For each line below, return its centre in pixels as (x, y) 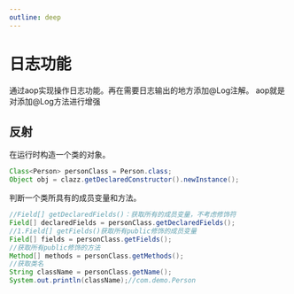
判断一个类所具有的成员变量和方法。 (75, 198)
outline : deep (35, 17)
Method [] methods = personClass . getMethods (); (97, 256)
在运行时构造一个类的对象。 (60, 155)
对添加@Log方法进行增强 (55, 101)
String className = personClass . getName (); (91, 272)
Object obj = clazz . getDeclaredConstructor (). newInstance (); (124, 180)
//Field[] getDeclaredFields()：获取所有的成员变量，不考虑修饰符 (123, 215)
